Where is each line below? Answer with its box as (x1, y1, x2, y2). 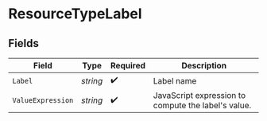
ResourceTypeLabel (8, 5, 142, 23)
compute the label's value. (153, 100, 252, 111)
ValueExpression (12, 96, 74, 104)
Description (181, 60, 227, 71)
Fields (8, 37, 40, 50)
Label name (153, 75, 197, 86)
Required (110, 60, 145, 71)
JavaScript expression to (153, 90, 246, 100)
